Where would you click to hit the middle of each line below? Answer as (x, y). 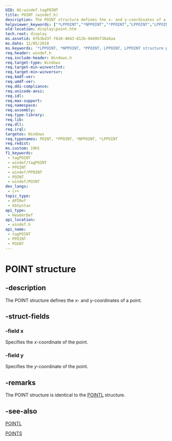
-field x (15, 331)
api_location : (20, 220)
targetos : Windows (25, 134)
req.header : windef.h (28, 53)
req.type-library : (25, 115)
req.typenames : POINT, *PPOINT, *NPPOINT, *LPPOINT (61, 139)
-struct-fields (27, 316)
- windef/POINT (24, 182)
